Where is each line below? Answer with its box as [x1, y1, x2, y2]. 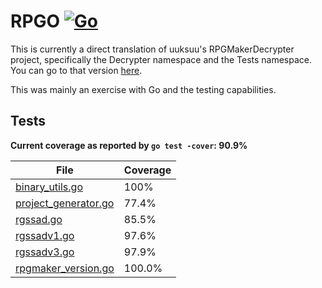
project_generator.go [15, 196, 115, 210]
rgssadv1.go [15, 228, 75, 242]
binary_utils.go [15, 180, 83, 194]
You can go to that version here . [10, 64, 143, 76]
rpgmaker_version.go [15, 261, 115, 275]
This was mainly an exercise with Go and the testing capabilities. [10, 83, 277, 95]
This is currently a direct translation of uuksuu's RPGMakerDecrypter [10, 43, 295, 55]
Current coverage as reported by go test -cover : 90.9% [10, 139, 248, 151]
